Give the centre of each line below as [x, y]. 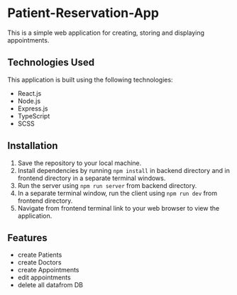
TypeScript [34, 116]
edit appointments [44, 277]
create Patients [40, 255]
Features [27, 238]
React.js [29, 93]
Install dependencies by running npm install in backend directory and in [124, 170]
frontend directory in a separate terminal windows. [92, 178]
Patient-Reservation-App [83, 13]
